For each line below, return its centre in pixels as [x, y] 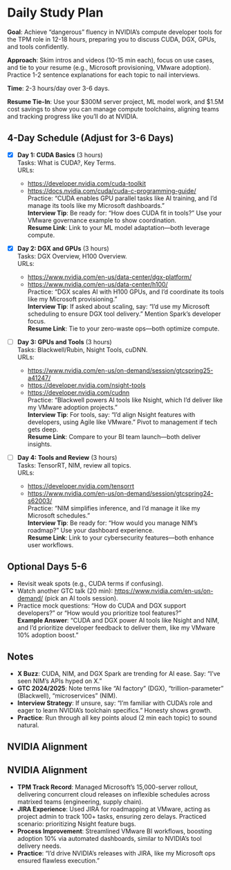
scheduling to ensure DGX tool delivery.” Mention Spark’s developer [124, 314]
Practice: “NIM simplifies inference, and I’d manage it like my [114, 508]
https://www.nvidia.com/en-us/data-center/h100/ [98, 284]
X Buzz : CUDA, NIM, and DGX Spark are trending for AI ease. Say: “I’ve [119, 673]
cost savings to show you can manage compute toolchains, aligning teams [113, 109]
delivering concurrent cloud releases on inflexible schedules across [113, 794]
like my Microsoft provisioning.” [72, 299]
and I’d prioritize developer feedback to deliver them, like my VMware [116, 628]
